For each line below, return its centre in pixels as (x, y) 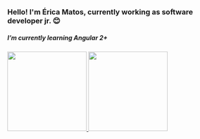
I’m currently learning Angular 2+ (57, 37)
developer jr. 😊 (34, 20)
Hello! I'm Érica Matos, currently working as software (100, 12)
